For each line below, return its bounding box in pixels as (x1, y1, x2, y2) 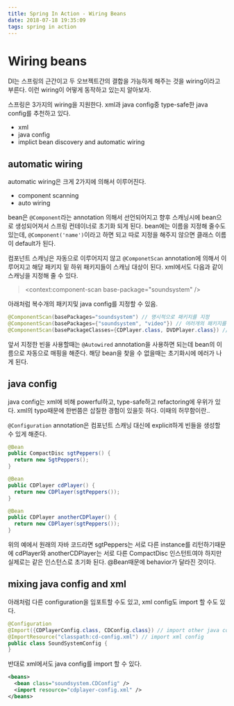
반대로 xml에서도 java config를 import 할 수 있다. (8, 659, 142, 668)
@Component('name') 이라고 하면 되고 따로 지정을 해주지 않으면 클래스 (28, 230, 214, 239)
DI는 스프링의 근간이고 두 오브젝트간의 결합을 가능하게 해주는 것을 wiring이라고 (8, 77, 221, 86)
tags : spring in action (8, 23, 77, 30)
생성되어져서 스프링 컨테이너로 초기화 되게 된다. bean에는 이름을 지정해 (15, 222, 208, 230)
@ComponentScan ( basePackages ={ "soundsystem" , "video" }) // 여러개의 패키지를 (8, 320, 226, 327)
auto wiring (17, 199, 51, 207)
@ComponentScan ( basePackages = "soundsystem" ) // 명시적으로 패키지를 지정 (8, 314, 210, 321)
